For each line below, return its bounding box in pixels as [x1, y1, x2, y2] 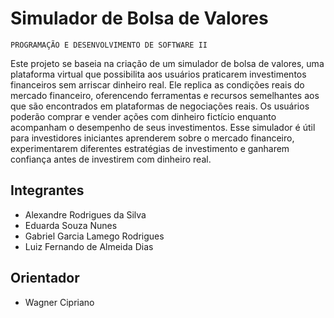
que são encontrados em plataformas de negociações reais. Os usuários [10, 100, 310, 112]
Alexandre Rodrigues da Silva [24, 208, 147, 221]
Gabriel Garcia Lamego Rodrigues [24, 230, 165, 242]
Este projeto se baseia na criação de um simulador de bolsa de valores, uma [10, 57, 325, 69]
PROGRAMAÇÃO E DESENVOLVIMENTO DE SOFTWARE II [10, 40, 208, 50]
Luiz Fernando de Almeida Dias [24, 240, 154, 252]
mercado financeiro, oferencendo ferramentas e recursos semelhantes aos [10, 89, 320, 101]
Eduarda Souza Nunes [24, 219, 118, 231]
